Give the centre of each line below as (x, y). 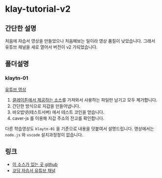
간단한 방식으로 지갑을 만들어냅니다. (46, 106)
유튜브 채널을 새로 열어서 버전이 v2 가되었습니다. (51, 47)
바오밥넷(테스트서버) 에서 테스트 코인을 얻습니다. (58, 112)
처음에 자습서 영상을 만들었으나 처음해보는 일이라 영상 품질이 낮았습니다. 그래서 (80, 41)
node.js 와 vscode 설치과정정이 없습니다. (44, 134)
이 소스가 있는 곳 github (35, 164)
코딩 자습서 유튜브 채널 (34, 170)
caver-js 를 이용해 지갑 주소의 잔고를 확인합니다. (58, 118)
